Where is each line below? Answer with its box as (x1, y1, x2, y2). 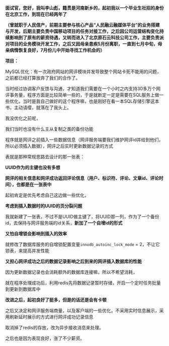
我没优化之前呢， (5, 116, 41, 121)
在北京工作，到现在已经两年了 (5, 11, 67, 17)
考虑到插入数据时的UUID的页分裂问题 (5, 203, 82, 209)
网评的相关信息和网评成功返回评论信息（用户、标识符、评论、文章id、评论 (5, 175, 159, 181)
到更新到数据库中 (5, 286, 41, 292)
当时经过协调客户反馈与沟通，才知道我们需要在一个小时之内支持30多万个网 (5, 86, 161, 91)
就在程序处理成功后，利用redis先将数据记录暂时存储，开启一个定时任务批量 (5, 280, 161, 285)
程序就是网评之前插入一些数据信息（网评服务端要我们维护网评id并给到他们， (5, 137, 163, 143)
